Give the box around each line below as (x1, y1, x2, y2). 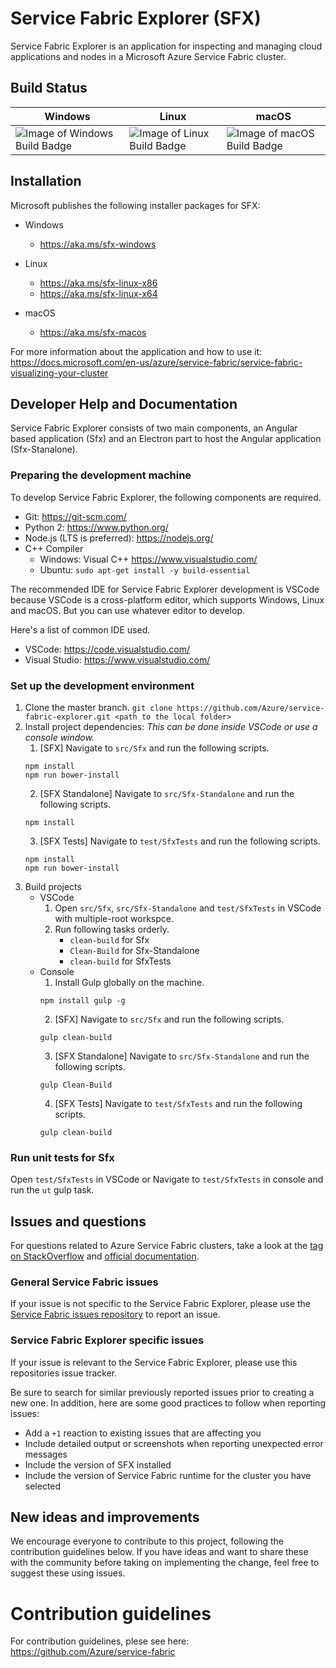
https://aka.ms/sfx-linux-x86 (39, 277, 158, 289)
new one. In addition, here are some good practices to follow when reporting (10, 1397, 326, 1409)
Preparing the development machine (10, 468, 192, 482)
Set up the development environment (10, 678, 195, 692)
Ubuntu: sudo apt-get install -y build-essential (39, 563, 251, 576)
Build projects (24, 880, 82, 892)
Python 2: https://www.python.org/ (24, 521, 169, 533)
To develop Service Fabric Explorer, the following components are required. (10, 491, 322, 503)
